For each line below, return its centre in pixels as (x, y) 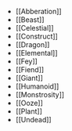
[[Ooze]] (29, 103)
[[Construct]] (37, 36)
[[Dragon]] (32, 45)
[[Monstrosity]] (40, 95)
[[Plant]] (29, 111)
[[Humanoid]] (37, 86)
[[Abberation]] (38, 11)
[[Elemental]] (36, 53)
